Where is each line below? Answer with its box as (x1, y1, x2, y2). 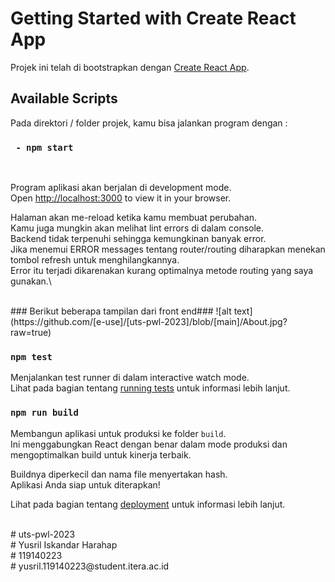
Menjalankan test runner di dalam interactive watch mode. (10, 372, 250, 384)
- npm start (15, 142, 74, 153)
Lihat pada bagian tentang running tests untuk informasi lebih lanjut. (10, 382, 291, 394)
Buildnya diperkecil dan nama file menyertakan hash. (10, 468, 228, 480)
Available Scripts (10, 90, 118, 107)
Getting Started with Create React (10, 7, 297, 30)
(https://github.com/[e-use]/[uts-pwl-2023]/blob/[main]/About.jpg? (10, 316, 288, 328)
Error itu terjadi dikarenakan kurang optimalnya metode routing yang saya (10, 265, 314, 277)
